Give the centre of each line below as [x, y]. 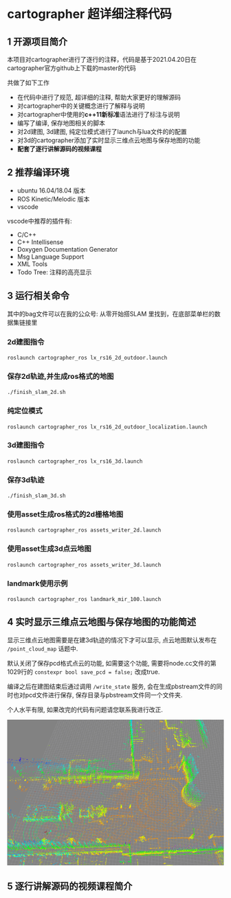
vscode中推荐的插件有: [40, 221]
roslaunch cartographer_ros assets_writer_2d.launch [84, 530]
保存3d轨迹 [26, 480]
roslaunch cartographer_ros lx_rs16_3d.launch [75, 461]
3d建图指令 [26, 446]
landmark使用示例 [37, 583]
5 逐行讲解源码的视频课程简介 [70, 887]
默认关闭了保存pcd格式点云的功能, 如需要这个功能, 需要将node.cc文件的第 [112, 663]
